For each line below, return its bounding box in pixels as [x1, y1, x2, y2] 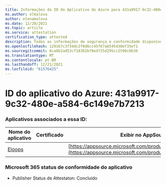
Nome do [8, 128, 31, 135]
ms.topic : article [5, 26, 43, 31]
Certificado [36, 131, 64, 138]
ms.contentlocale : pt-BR [5, 58, 56, 62]
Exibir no [120, 131, 142, 138]
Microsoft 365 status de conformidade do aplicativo [5, 164, 132, 171]
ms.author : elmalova [5, 12, 48, 17]
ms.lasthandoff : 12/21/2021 [5, 62, 63, 67]
